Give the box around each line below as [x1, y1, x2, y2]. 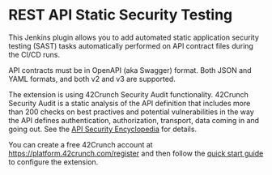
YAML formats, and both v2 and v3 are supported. [8, 74, 176, 83]
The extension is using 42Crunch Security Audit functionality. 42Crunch [8, 89, 249, 99]
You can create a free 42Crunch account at [8, 139, 153, 149]
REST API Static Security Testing [8, 6, 233, 24]
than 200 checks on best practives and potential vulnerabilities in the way [8, 107, 255, 117]
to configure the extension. [8, 156, 99, 167]
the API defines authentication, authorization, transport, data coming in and [8, 115, 260, 125]
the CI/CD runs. [8, 49, 61, 59]
